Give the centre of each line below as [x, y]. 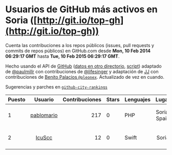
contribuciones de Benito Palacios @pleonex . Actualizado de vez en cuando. [85, 77]
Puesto [17, 99]
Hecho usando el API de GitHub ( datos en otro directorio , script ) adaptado [84, 66]
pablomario [44, 115]
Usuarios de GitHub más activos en [81, 9]
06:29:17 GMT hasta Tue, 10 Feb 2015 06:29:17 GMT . [62, 56]
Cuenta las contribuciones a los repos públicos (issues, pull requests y [80, 45]
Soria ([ [21, 20]
